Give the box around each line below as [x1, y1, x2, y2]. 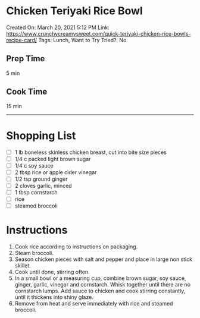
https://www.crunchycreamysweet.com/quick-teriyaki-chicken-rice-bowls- [6, 30, 191, 37]
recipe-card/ [6, 36, 37, 43]
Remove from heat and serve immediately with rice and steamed [14, 300, 173, 307]
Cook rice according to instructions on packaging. [14, 243, 138, 250]
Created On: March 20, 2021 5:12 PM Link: [6, 24, 110, 31]
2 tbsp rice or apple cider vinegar [14, 168, 97, 176]
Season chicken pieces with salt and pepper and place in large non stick [14, 256, 192, 263]
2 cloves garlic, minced [14, 182, 73, 189]
